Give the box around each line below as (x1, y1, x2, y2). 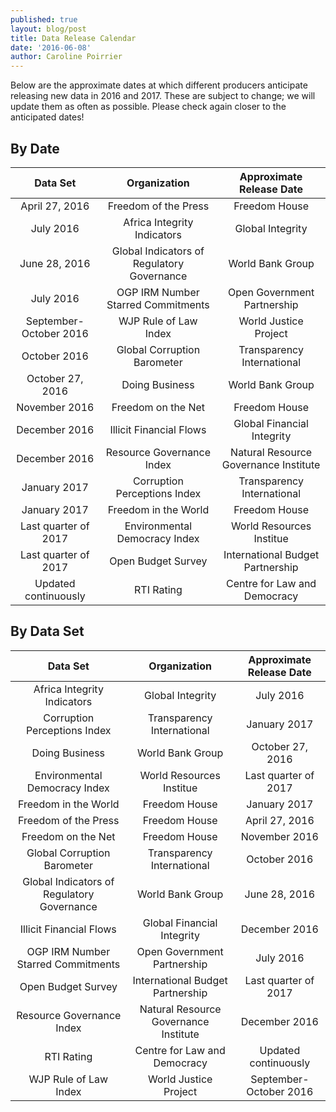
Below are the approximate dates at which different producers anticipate (10, 79, 308, 91)
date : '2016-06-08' (10, 42, 92, 53)
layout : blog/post (10, 24, 87, 34)
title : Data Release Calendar (10, 33, 137, 43)
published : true (10, 14, 78, 25)
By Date (10, 140, 60, 157)
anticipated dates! (10, 111, 85, 123)
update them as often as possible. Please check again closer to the (10, 101, 287, 113)
